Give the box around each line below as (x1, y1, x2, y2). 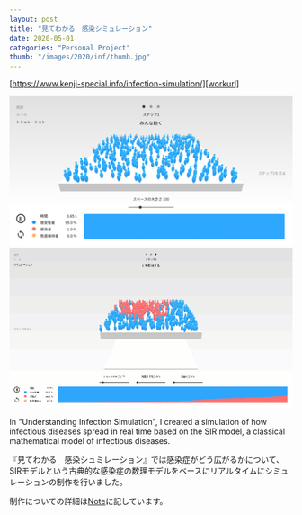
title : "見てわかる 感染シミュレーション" (9, 23, 153, 33)
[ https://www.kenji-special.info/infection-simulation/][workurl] (9, 78, 240, 89)
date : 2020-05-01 (9, 33, 75, 42)
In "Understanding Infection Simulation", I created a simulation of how (9, 416, 268, 427)
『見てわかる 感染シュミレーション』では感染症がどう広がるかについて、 (9, 454, 285, 465)
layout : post (9, 14, 58, 23)
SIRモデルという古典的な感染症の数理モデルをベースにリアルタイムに (9, 465, 265, 476)
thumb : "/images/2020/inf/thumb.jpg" (9, 52, 151, 62)
